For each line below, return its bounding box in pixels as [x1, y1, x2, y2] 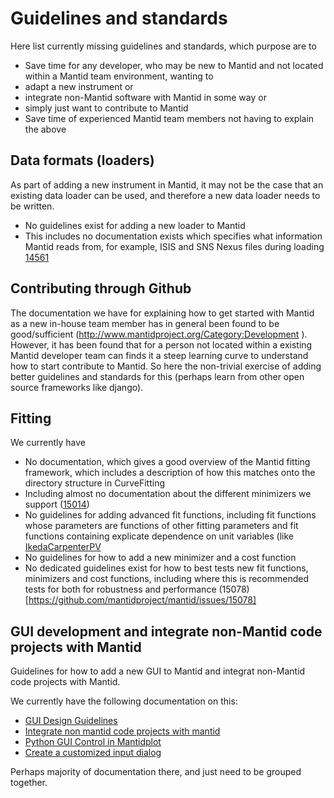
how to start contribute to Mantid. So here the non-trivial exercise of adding [10, 360, 322, 372]
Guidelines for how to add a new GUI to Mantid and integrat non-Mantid [10, 665, 306, 677]
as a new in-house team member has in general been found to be [10, 317, 280, 329]
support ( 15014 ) [24, 498, 90, 511]
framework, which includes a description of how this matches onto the [24, 467, 316, 479]
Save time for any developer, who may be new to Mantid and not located [24, 59, 324, 71]
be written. [10, 200, 55, 212]
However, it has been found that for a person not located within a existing [10, 338, 313, 351]
